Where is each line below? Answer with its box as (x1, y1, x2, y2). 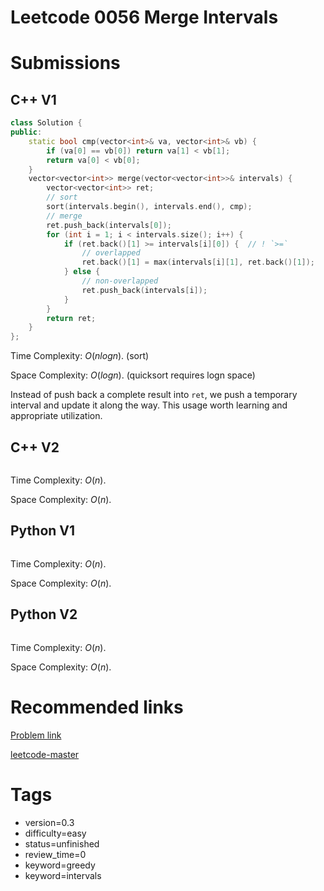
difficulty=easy (24, 827, 87, 839)
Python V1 (10, 522, 76, 540)
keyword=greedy (24, 859, 96, 871)
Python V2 (10, 606, 78, 623)
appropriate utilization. (10, 410, 103, 422)
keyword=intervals (24, 869, 102, 881)
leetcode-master (10, 748, 80, 760)
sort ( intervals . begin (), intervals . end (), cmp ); (46, 202, 253, 212)
